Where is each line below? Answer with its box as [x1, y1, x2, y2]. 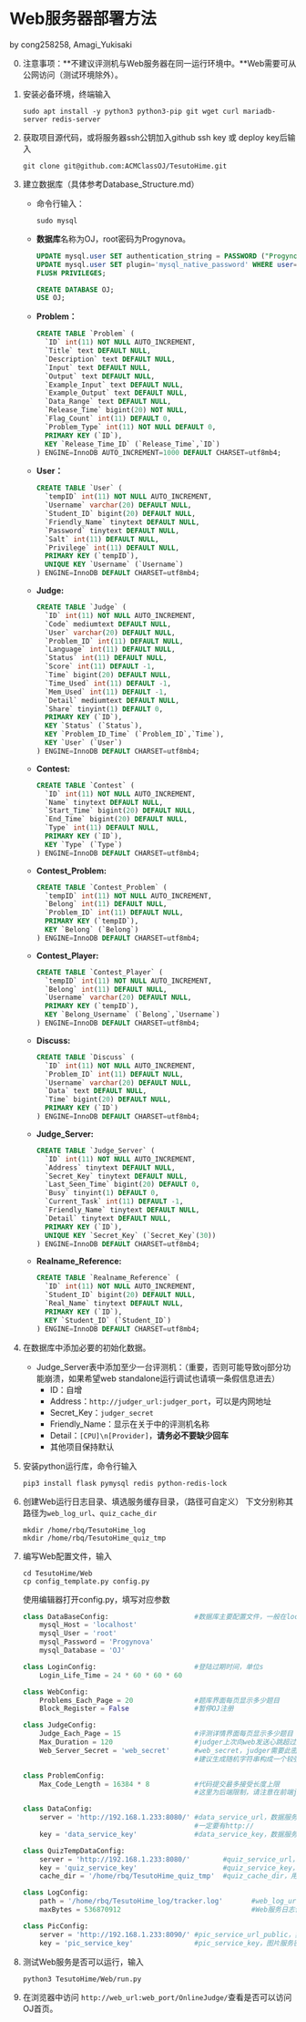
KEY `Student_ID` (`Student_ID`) [44, 1315, 171, 1325]
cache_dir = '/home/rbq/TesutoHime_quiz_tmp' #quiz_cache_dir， [39, 1872, 291, 1881]
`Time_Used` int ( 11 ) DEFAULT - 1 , [44, 678, 171, 688]
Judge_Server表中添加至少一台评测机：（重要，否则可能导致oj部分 [36, 1361, 284, 1372]
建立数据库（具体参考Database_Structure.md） [22, 179, 199, 190]
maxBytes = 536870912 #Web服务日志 [39, 1905, 295, 1914]
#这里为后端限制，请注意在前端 [194, 1788, 294, 1797]
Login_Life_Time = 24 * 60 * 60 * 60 [39, 1670, 183, 1680]
